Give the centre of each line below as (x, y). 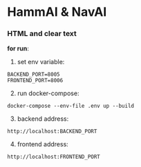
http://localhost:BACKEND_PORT (52, 132)
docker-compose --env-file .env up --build (71, 106)
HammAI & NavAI (57, 12)
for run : (18, 48)
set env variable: (41, 62)
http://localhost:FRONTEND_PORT (54, 157)
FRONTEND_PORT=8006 (35, 81)
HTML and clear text (42, 34)
